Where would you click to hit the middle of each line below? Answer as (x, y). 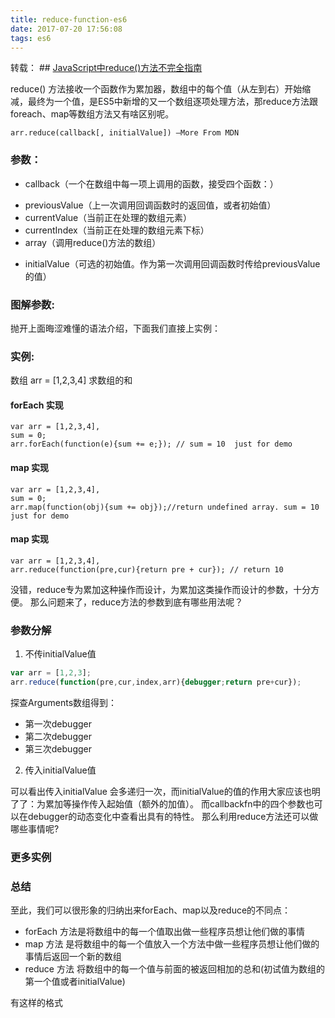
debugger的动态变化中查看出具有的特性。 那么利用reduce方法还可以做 (173, 816)
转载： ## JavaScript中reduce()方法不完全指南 (106, 68)
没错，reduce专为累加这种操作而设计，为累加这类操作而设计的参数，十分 (161, 589)
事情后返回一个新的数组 (73, 957)
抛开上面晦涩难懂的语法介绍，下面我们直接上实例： (115, 328)
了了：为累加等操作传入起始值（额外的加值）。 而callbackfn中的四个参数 (158, 803)
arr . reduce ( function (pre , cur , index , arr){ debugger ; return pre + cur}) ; (156, 682)
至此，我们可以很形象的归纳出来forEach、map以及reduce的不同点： (151, 910)
